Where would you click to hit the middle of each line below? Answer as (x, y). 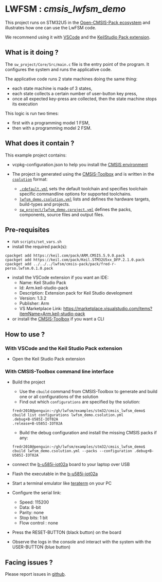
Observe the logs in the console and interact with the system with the (82, 542)
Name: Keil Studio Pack (43, 283)
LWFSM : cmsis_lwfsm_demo (65, 9)
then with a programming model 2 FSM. (52, 128)
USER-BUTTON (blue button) (41, 547)
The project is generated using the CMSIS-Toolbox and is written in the (83, 174)
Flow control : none (39, 523)
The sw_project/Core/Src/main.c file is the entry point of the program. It (77, 64)
